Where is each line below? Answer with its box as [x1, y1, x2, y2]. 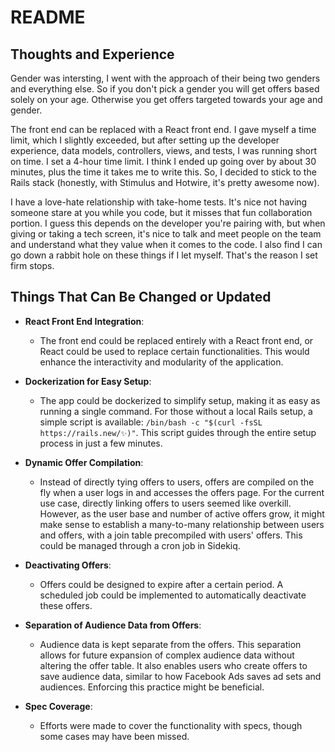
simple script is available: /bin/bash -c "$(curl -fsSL [39, 416, 263, 428]
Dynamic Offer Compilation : [24, 456, 144, 468]
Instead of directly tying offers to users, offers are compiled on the [39, 476, 315, 488]
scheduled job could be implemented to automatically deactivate [39, 589, 307, 601]
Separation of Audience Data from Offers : [24, 619, 202, 631]
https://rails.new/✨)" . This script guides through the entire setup [39, 426, 317, 438]
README [10, 6, 86, 29]
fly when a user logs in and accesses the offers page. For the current [39, 486, 325, 498]
